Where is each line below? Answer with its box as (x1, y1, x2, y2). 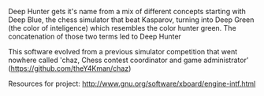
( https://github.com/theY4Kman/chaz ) (8, 64, 132, 73)
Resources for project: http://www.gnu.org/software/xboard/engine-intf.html (8, 79, 256, 88)
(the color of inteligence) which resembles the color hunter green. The (8, 24, 236, 32)
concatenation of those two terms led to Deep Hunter (8, 31, 181, 41)
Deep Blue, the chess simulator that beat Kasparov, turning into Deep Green (8, 15, 255, 24)
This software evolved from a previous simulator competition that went (8, 47, 238, 56)
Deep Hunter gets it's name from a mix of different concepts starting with (8, 7, 247, 16)
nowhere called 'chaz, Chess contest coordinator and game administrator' (8, 55, 249, 65)
